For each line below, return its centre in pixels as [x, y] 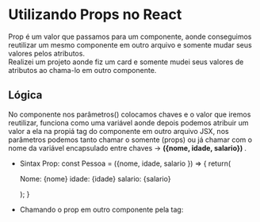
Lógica [25, 96]
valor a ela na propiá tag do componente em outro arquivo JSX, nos [119, 131]
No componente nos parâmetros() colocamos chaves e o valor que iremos [130, 114]
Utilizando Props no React [95, 15]
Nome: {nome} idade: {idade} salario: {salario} [95, 178]
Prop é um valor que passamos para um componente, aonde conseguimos [130, 36]
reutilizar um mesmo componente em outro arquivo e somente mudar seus [130, 44]
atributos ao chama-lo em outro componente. [82, 70]
